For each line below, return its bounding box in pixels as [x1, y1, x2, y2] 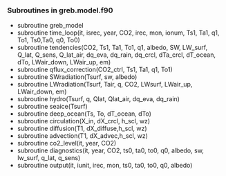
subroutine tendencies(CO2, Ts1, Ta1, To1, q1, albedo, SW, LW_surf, [17, 44, 208, 52]
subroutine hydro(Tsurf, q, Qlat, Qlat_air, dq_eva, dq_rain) [17, 95, 180, 103]
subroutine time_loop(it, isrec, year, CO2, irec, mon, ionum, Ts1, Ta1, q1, [17, 28, 220, 37]
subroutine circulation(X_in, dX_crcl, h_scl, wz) [17, 117, 151, 125]
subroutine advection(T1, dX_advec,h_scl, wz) [17, 132, 149, 140]
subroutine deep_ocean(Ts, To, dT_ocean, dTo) [17, 109, 152, 118]
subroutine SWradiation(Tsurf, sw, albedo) [17, 73, 138, 81]
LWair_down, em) [17, 87, 67, 96]
